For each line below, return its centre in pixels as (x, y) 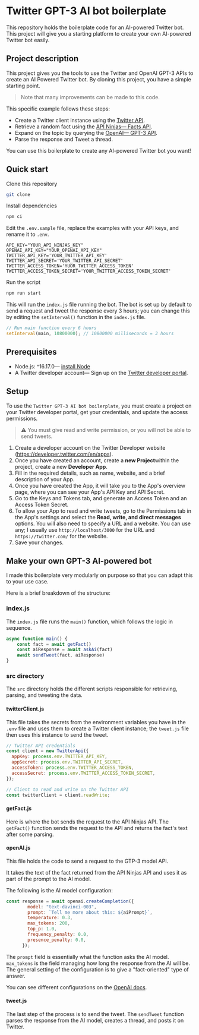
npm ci (14, 217)
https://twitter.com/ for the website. (61, 536)
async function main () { (37, 639)
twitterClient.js (25, 709)
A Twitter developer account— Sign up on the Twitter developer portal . (101, 373)
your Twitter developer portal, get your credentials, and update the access (97, 412)
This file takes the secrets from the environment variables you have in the (96, 722)
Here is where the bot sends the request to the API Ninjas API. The (88, 822)
